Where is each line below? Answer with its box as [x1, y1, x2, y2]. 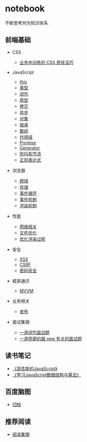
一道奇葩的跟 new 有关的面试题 [19, 335, 82, 341]
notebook [5, 3, 45, 14]
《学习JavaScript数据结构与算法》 [12, 371, 82, 378]
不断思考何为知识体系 [5, 20, 48, 26]
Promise [19, 139, 37, 146]
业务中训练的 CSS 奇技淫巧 [19, 59, 74, 65]
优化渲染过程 [19, 236, 45, 242]
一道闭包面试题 [19, 329, 50, 335]
